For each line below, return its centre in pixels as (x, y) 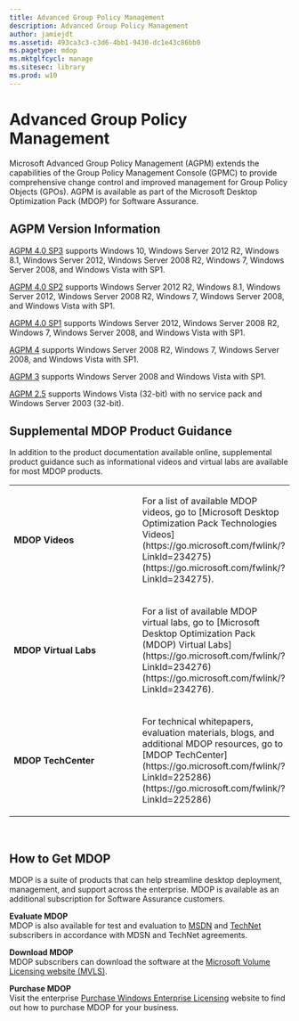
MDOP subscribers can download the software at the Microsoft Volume (140, 962)
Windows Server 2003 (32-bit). (67, 403)
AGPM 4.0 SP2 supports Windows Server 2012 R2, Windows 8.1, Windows (145, 287)
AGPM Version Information (85, 229)
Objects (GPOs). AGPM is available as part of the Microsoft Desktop (133, 192)
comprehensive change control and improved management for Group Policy (148, 182)
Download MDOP (41, 952)
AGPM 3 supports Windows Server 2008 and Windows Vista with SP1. (138, 376)
